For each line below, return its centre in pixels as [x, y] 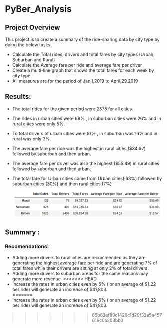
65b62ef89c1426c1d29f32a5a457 [127, 315]
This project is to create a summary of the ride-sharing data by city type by [82, 39]
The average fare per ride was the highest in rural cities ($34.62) [79, 148]
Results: [18, 97]
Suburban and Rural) [34, 60]
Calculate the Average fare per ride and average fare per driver [77, 65]
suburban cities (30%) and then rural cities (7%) [62, 184]
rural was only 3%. [32, 139]
